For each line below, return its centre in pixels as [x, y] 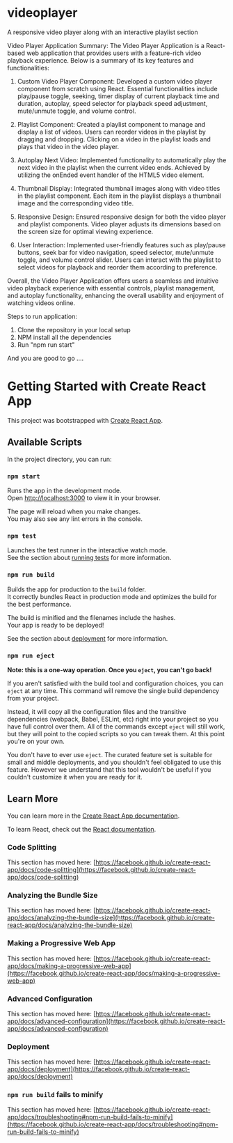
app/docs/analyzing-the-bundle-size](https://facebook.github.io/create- [111, 918]
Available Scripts [45, 443]
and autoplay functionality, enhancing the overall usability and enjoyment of [116, 295]
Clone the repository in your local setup [74, 329]
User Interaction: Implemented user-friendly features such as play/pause [121, 244]
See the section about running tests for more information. [89, 558]
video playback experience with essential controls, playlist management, [111, 288]
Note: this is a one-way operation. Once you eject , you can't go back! [110, 669]
